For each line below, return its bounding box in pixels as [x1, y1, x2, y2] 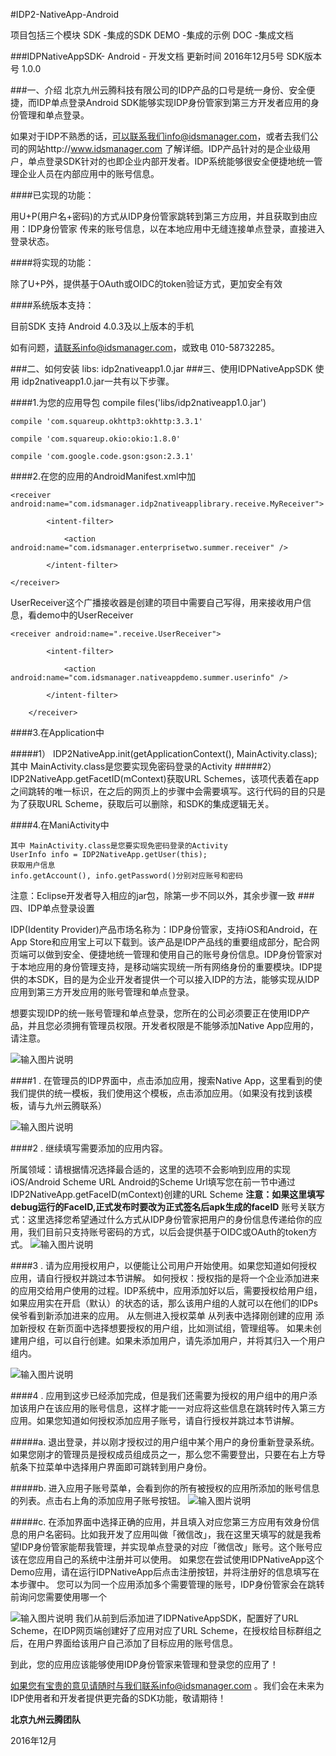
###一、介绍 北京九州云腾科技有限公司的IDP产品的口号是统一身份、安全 [10, 84, 307, 96]
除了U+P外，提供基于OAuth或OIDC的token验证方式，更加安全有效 [10, 278, 283, 289]
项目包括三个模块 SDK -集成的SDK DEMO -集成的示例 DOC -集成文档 [10, 29, 294, 41]
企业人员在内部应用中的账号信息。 [18, 168, 160, 179]
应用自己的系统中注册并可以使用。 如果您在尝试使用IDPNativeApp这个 [36, 1554, 325, 1565]
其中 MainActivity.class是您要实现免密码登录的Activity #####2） [10, 760, 277, 772]
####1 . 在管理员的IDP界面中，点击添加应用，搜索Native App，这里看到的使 [10, 1075, 323, 1086]
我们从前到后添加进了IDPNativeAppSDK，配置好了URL [74, 1612, 300, 1624]
